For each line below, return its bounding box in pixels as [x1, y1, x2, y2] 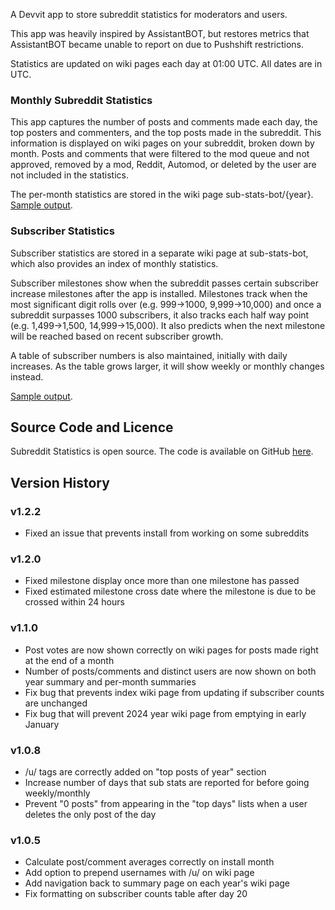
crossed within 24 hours [24, 596, 125, 608]
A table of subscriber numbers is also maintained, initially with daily [10, 349, 288, 361]
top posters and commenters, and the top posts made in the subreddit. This [10, 127, 322, 139]
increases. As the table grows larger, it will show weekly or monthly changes [10, 360, 325, 372]
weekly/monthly [24, 787, 91, 799]
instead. [10, 370, 44, 383]
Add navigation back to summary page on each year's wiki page [24, 877, 291, 889]
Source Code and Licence [10, 419, 174, 436]
